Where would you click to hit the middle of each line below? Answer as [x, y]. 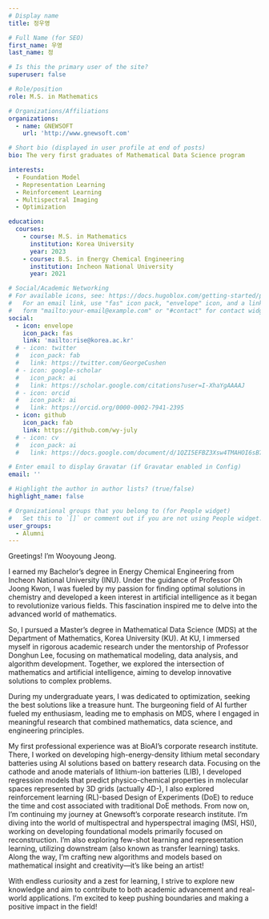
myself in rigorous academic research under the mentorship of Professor [128, 647]
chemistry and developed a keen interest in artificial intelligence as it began [133, 597]
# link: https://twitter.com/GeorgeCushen [91, 363]
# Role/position [35, 89]
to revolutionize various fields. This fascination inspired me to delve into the [133, 606]
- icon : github [41, 415]
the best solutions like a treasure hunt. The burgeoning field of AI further [128, 705]
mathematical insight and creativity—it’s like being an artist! [106, 866]
